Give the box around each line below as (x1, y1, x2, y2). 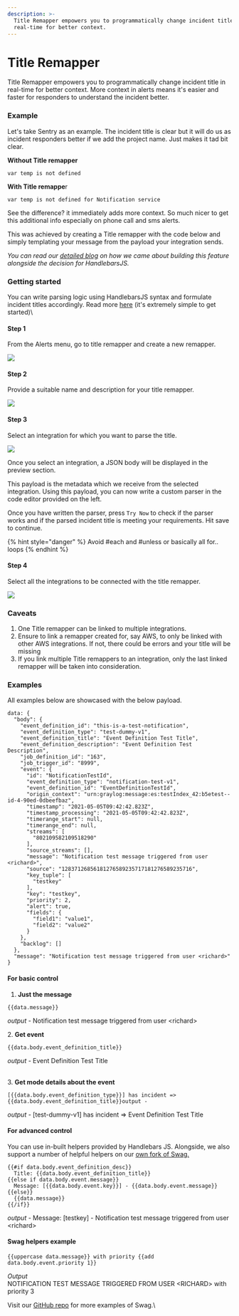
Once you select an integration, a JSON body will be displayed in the (7, 458, 208, 466)
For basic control (7, 973, 59, 983)
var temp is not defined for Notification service (7, 196, 161, 203)
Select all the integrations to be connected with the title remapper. (7, 577, 201, 585)
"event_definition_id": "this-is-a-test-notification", (20, 722, 190, 730)
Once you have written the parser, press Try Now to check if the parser (7, 508, 213, 517)
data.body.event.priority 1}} (7, 1259, 97, 1266)
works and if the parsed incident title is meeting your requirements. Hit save (7, 516, 230, 524)
